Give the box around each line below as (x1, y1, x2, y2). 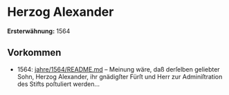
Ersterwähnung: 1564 (7, 27, 71, 35)
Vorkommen (7, 47, 62, 59)
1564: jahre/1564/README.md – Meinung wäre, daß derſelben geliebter (17, 65, 220, 73)
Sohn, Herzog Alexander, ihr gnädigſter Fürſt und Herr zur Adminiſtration (17, 72, 223, 81)
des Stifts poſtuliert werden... (17, 80, 100, 88)
